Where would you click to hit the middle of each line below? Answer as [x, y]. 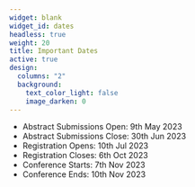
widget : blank [36, 18]
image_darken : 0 [56, 101]
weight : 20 [30, 43]
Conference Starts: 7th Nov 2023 [84, 165]
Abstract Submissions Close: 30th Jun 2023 [104, 137]
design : [24, 68]
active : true [34, 59]
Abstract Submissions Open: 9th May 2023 [102, 127]
